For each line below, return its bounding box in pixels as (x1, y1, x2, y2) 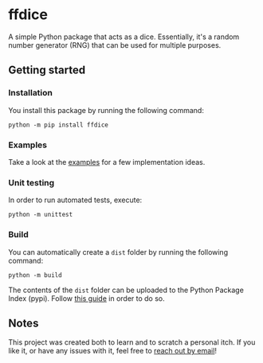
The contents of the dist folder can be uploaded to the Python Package (8, 285, 245, 295)
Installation (8, 88, 53, 99)
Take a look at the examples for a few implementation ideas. (8, 157, 206, 166)
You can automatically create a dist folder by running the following (8, 247, 229, 256)
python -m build (8, 271, 62, 279)
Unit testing (8, 177, 55, 188)
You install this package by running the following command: (8, 105, 205, 115)
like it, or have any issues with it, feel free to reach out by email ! (8, 346, 218, 356)
